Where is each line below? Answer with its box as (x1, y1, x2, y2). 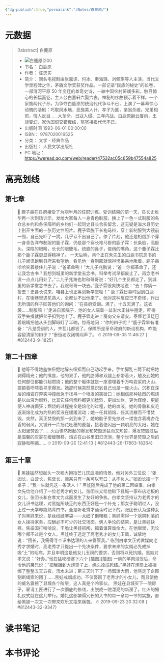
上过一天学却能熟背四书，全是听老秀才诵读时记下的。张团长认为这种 (17, 507, 155, 513)
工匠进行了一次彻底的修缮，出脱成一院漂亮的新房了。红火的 (34, 586, 155, 592)
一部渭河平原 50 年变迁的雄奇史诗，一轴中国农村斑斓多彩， (24, 88, 144, 94)
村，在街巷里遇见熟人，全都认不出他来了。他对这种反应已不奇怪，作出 (17, 295, 160, 301)
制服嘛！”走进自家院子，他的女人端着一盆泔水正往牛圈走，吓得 (28, 307, 156, 313)
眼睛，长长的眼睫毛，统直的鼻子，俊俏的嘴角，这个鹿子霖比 (38, 246, 160, 251)
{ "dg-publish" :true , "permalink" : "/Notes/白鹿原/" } (5, 7, 109, 12)
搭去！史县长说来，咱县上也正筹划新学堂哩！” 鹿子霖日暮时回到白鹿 (17, 288, 154, 295)
